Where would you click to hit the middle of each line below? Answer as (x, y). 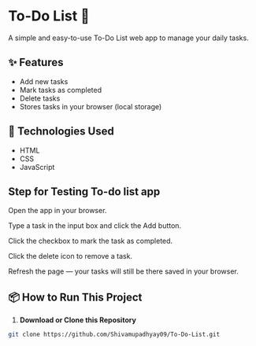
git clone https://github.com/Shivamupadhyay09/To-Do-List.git (114, 335)
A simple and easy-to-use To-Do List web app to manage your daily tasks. (129, 38)
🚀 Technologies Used (61, 132)
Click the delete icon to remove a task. (70, 256)
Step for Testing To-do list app (84, 191)
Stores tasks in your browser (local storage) (91, 106)
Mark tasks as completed (61, 90)
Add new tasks (44, 81)
